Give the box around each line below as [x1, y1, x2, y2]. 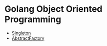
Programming [4, 14, 62, 25]
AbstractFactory [11, 35, 44, 41]
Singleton [11, 30, 31, 36]
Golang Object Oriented [4, 3, 103, 15]
